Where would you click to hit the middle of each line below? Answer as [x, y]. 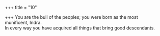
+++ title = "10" [21, 7]
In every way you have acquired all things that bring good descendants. [80, 28]
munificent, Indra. [23, 23]
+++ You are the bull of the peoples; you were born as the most [71, 17]
